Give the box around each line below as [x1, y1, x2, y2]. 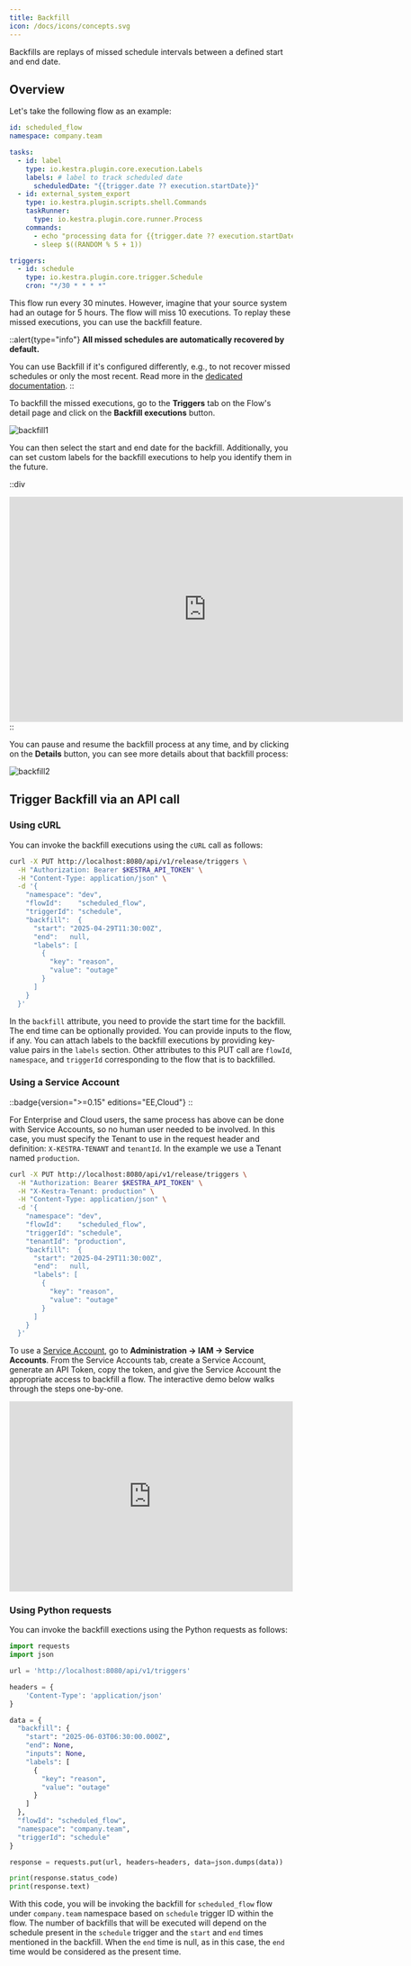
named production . [9, 1152, 80, 1163]
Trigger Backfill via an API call [9, 792, 180, 807]
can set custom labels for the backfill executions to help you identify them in [9, 452, 292, 463]
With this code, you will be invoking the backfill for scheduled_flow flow [9, 1898, 273, 1909]
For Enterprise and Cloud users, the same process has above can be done [9, 1114, 285, 1125]
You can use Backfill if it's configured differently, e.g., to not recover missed [9, 361, 290, 372]
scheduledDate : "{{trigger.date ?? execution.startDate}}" [32, 181, 259, 190]
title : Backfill [9, 13, 70, 23]
